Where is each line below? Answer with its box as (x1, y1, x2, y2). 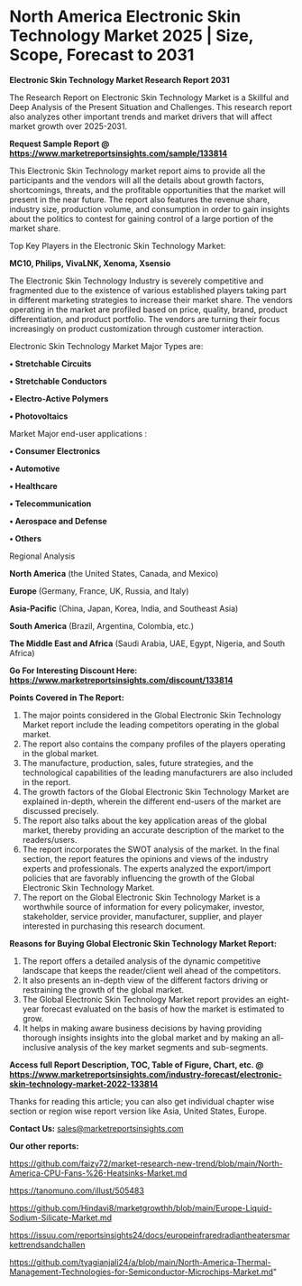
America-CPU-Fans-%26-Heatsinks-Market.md (9, 1167, 188, 1179)
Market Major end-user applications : (9, 428, 147, 439)
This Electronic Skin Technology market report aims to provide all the (9, 165, 266, 176)
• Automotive (9, 463, 60, 474)
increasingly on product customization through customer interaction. (9, 323, 264, 334)
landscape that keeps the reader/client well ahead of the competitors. (22, 965, 281, 976)
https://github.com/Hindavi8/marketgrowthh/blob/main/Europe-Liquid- (9, 1202, 272, 1213)
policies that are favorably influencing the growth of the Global (22, 873, 255, 884)
